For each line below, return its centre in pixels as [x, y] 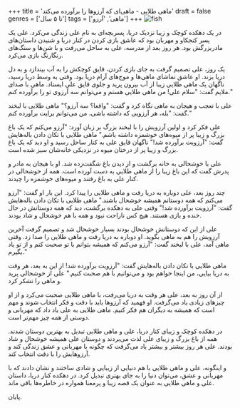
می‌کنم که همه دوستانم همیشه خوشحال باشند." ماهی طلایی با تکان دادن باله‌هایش [116, 200]
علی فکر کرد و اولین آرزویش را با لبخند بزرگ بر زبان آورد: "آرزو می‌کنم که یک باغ [115, 127]
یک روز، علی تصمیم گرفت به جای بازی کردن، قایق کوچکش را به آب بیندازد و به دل [116, 69]
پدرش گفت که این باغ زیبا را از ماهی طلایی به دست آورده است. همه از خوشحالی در [119, 171]
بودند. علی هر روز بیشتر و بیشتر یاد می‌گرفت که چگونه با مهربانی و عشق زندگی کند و [120, 346]
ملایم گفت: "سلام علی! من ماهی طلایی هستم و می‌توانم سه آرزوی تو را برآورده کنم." [120, 92]
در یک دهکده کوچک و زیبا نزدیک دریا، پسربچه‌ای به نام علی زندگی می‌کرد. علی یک [115, 32]
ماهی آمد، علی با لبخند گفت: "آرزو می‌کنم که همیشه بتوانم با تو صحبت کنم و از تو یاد [119, 244]
